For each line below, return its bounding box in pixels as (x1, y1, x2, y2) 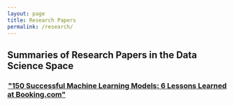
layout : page (7, 10, 45, 17)
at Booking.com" (7, 89, 66, 99)
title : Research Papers (7, 17, 77, 24)
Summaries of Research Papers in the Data (7, 49, 198, 61)
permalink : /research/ (7, 23, 73, 30)
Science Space (7, 60, 74, 72)
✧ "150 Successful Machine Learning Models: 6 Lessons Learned (7, 81, 227, 91)
